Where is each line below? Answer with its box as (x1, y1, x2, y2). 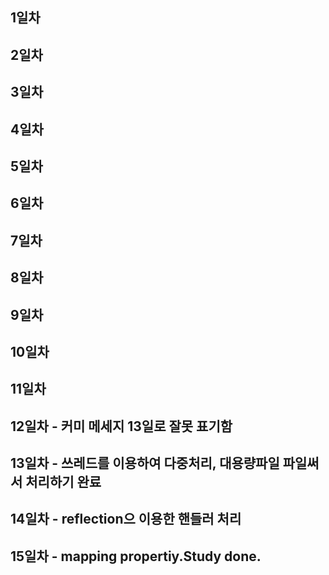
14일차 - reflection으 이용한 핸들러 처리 (10, 511, 242, 528)
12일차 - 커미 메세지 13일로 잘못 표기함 (10, 418, 233, 435)
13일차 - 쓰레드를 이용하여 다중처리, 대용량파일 (10, 455, 280, 472)
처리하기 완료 (25, 474, 102, 491)
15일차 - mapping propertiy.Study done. (10, 548, 262, 565)
